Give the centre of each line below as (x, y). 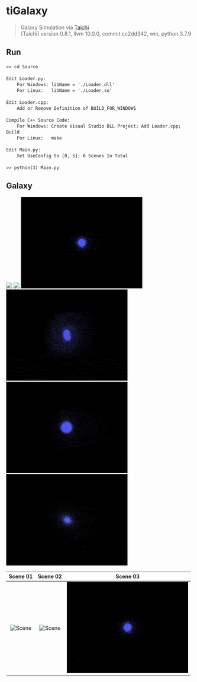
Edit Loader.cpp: (28, 102)
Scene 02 (50, 576)
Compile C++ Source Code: (38, 120)
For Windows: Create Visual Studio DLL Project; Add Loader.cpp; (99, 126)
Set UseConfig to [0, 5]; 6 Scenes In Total (72, 156)
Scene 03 (128, 576)
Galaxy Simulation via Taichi (55, 27)
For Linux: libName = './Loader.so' (64, 90)
